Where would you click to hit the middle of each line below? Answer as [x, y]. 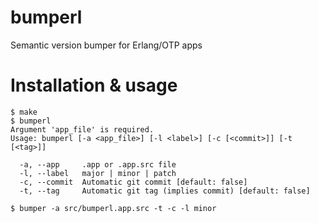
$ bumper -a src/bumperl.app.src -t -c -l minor [113, 208]
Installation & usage [94, 85]
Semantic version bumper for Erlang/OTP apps [106, 45]
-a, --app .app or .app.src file [98, 164]
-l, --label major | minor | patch [98, 173]
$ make [24, 112]
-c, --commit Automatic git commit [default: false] [133, 182]
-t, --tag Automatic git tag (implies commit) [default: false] [165, 191]
